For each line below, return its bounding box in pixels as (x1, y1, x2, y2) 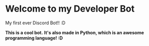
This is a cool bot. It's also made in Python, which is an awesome (5, 29, 144, 35)
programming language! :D (5, 35, 63, 41)
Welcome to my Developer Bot (5, 3, 135, 15)
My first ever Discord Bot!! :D (5, 20, 66, 26)
